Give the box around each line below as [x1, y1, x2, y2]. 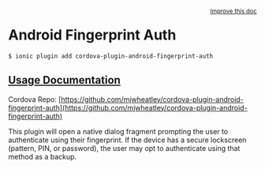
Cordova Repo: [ [8, 94, 62, 104]
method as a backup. [8, 152, 77, 161]
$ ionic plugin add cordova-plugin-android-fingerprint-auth [8, 52, 214, 60]
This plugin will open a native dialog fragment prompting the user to [8, 126, 229, 136]
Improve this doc [210, 7, 257, 15]
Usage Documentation [8, 73, 121, 87]
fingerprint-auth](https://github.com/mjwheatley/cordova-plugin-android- [8, 103, 248, 112]
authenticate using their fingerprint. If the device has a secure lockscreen [8, 135, 247, 145]
